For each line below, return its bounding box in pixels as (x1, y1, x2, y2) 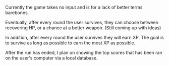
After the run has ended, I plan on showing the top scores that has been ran (5, 50, 162, 55)
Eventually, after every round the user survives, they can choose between (5, 20, 159, 25)
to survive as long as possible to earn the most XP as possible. (5, 40, 136, 46)
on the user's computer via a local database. (5, 55, 98, 61)
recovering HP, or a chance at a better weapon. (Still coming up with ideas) (5, 25, 161, 31)
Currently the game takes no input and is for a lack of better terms (5, 5, 143, 10)
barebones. (5, 10, 29, 16)
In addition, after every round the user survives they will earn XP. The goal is (5, 35, 164, 40)
